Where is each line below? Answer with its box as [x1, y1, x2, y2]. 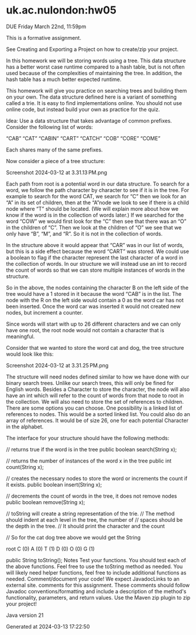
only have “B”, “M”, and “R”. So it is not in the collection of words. [6, 230, 163, 237]
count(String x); [6, 463, 44, 470]
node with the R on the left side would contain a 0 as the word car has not [6, 296, 184, 303]
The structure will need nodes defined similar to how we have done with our [6, 373, 189, 380]
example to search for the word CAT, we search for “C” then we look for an [6, 192, 187, 200]
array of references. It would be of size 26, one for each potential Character [6, 417, 189, 424]
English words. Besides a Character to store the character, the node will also [6, 386, 190, 393]
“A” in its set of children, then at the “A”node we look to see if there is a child [6, 199, 189, 206]
